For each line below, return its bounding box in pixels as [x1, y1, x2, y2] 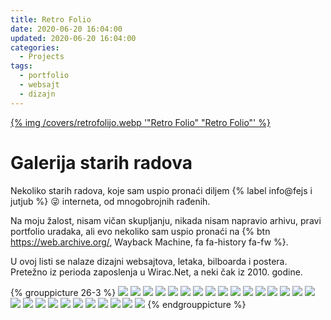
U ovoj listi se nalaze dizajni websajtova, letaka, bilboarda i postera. [10, 255, 288, 267]
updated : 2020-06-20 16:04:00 [10, 33, 137, 43]
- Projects [19, 52, 65, 62]
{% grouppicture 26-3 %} [10, 286, 117, 298]
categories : [10, 42, 60, 53]
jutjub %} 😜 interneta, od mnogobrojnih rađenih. [10, 195, 211, 207]
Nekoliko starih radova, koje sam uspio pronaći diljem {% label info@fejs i [10, 184, 313, 196]
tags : [10, 61, 33, 71]
